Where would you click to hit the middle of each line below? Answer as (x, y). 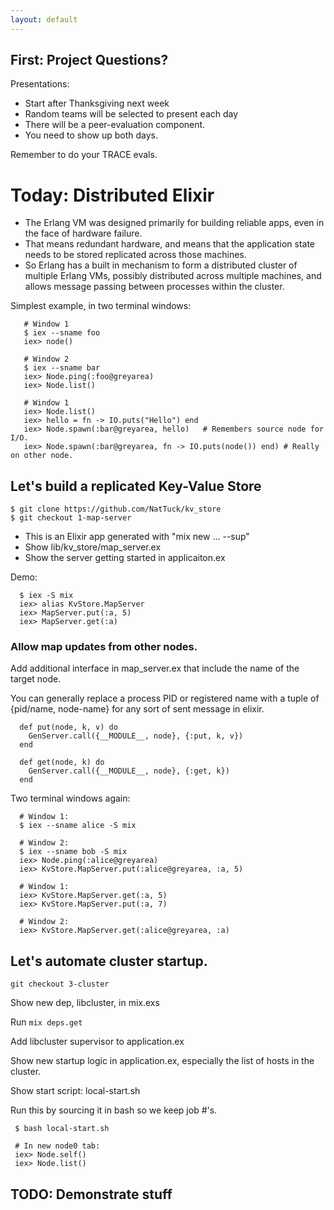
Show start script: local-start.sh (75, 1091)
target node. (36, 679)
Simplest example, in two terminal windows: (101, 306)
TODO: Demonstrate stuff (91, 1194)
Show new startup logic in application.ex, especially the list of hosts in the (162, 1061)
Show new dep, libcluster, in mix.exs (85, 1003)
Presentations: (40, 84)
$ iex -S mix (46, 596)
